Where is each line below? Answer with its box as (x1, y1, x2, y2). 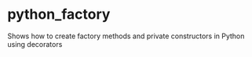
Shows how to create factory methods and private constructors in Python (7, 31, 245, 41)
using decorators (7, 39, 63, 48)
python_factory (7, 5, 111, 23)
